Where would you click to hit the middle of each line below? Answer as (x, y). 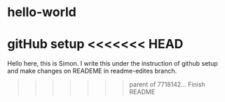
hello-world (42, 12)
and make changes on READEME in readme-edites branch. (92, 71)
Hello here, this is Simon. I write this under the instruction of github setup (113, 64)
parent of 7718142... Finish (167, 85)
